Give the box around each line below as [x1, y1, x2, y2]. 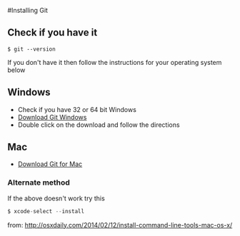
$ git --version [7, 46, 56, 53]
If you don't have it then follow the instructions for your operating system [7, 58, 222, 66]
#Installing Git [7, 6, 49, 14]
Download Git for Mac [17, 160, 83, 168]
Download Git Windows [17, 113, 87, 121]
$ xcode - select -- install [7, 207, 84, 215]
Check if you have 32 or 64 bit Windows [17, 105, 137, 113]
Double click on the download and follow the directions [17, 120, 180, 129]
